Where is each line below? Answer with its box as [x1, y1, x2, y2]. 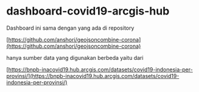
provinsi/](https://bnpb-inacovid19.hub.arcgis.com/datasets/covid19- [6, 72, 180, 79]
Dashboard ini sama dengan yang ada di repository [6, 24, 134, 31]
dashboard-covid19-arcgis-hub [6, 4, 170, 18]
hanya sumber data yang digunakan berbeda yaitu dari [6, 54, 144, 61]
